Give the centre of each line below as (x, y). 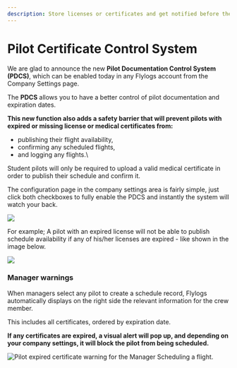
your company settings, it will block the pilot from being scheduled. (108, 343)
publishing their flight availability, (65, 139)
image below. (26, 246)
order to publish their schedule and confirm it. (74, 176)
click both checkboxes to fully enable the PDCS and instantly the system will (118, 197)
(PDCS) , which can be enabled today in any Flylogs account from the (108, 76)
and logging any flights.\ (53, 154)
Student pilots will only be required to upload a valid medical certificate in (114, 168)
